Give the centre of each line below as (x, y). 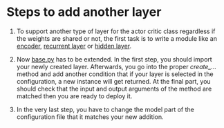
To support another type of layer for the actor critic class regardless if (116, 31)
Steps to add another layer (84, 12)
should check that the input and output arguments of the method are (114, 89)
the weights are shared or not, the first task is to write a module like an (116, 38)
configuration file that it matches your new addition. (90, 117)
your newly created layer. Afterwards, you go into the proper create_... (116, 66)
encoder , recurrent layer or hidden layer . (74, 46)
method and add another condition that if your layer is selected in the (115, 74)
